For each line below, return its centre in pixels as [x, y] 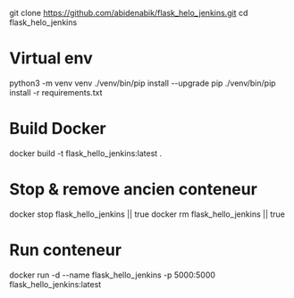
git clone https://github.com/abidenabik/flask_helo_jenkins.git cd [129, 13]
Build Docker [58, 129]
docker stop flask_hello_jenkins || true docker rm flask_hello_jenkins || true [147, 214]
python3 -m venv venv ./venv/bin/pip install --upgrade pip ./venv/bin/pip [143, 83]
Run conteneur [66, 250]
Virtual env [51, 58]
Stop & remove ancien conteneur [133, 190]
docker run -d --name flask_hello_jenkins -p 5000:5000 [113, 275]
